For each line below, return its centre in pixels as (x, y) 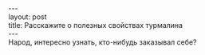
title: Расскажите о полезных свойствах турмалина (96, 25)
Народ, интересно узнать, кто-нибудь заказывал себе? (102, 42)
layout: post (28, 17)
